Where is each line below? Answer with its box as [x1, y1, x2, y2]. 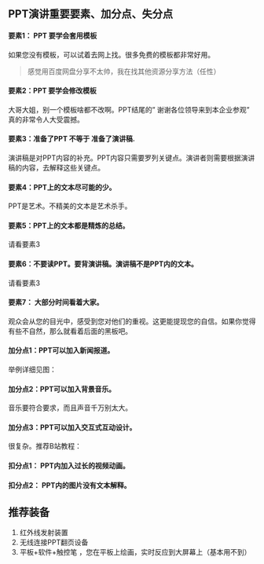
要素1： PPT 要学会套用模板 [8, 31, 97, 40]
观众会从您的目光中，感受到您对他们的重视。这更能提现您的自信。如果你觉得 [8, 317, 256, 326]
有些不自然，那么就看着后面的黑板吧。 [8, 326, 132, 335]
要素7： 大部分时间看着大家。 [8, 298, 104, 307]
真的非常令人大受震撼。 [8, 115, 84, 124]
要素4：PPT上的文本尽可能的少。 [8, 182, 116, 192]
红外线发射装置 [19, 528, 68, 537]
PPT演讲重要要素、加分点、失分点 [8, 7, 174, 21]
